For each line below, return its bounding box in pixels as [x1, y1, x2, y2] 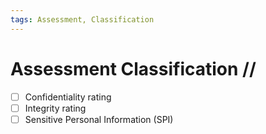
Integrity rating [24, 102, 87, 114]
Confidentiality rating [24, 91, 112, 103]
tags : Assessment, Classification [10, 14, 155, 25]
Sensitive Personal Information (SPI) [24, 113, 174, 125]
